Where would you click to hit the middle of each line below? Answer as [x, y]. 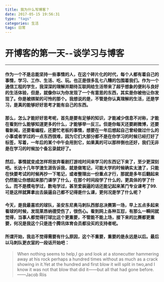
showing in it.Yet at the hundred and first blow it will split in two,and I [86, 264]
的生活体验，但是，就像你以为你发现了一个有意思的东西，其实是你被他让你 [80, 92]
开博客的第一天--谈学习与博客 [65, 54]
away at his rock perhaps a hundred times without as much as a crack [87, 259]
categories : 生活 [22, 23]
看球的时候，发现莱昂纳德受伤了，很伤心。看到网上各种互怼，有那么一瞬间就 [82, 211]
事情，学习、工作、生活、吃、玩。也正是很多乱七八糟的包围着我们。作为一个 [82, 80]
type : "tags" [18, 19]
